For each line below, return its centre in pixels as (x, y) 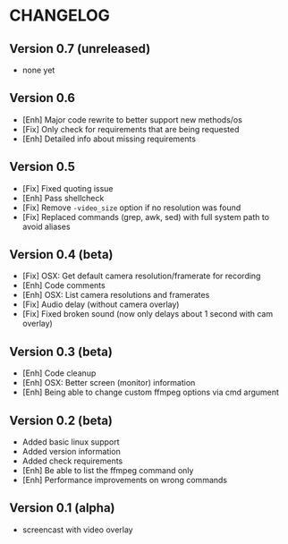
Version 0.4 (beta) (61, 255)
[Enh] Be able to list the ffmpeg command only (108, 471)
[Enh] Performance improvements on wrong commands (125, 480)
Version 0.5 (42, 167)
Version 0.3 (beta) (61, 351)
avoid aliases (46, 226)
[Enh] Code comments (64, 285)
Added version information (71, 452)
